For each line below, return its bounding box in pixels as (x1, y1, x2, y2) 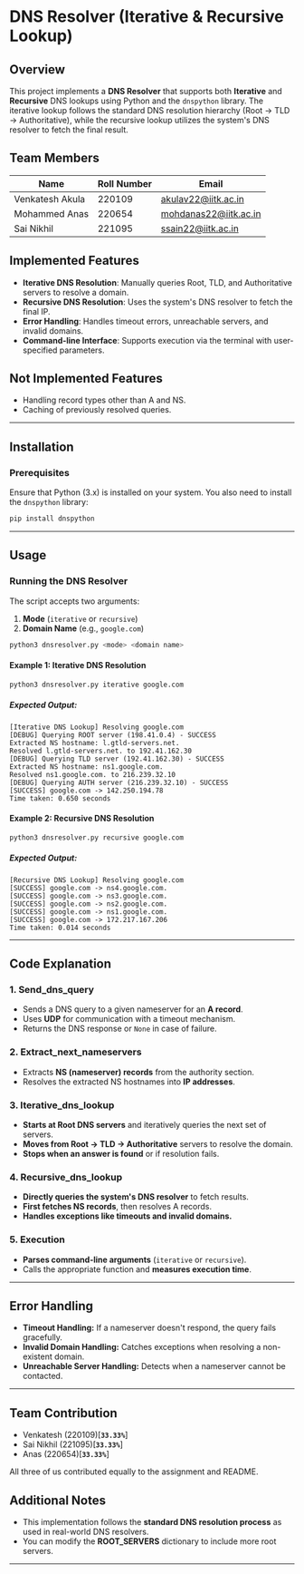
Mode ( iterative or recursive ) (22, 613, 138, 624)
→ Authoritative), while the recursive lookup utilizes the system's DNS (9, 115, 270, 125)
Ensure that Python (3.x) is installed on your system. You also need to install (9, 487, 292, 498)
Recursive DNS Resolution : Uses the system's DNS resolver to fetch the (22, 296, 293, 307)
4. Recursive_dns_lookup (9, 1171, 123, 1183)
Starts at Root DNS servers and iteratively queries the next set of (22, 1119, 267, 1130)
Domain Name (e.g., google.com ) (22, 623, 145, 634)
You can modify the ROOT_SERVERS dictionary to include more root (22, 1535, 277, 1547)
